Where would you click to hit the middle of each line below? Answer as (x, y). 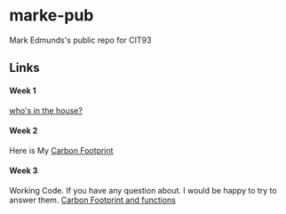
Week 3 (24, 170)
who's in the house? (46, 110)
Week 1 (23, 91)
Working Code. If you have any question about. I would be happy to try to (143, 190)
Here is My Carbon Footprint (61, 150)
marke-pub (52, 16)
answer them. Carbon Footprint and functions (92, 200)
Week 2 (24, 131)
